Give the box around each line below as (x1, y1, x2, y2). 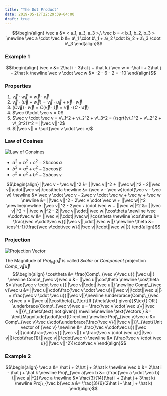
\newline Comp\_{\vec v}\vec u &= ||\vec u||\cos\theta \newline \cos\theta (8, 277, 159, 283)
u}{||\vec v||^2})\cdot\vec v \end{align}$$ (40, 340, 127, 346)
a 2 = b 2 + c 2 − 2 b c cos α (12, 159, 62, 165)
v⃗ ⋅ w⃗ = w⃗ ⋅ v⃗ (12, 93, 49, 100)
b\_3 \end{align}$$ (64, 41, 103, 47)
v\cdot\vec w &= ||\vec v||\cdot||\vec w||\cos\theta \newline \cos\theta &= (7, 213, 160, 219)
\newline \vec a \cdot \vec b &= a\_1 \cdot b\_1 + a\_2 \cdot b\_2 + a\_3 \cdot (6, 35, 161, 41)
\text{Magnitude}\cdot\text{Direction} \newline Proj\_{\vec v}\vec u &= (11, 314, 156, 320)
